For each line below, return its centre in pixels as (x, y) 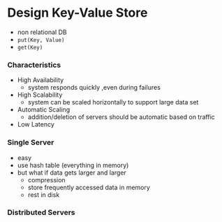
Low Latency (36, 125)
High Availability (40, 80)
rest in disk (44, 195)
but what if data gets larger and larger (72, 173)
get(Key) (30, 47)
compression (46, 180)
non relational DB (42, 32)
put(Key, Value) (41, 40)
